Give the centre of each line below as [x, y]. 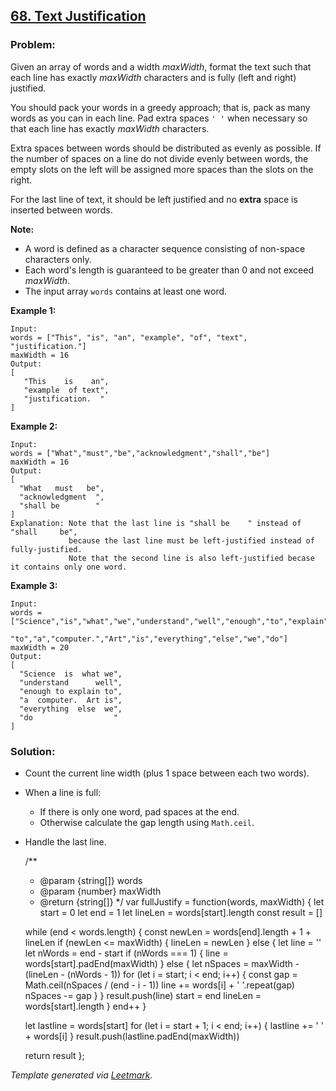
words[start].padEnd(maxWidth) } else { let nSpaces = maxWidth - [162, 963]
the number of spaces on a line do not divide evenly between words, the [159, 158]
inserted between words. [61, 210]
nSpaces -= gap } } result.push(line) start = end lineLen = [143, 995]
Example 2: [34, 426]
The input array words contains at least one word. [126, 291]
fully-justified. [46, 549]
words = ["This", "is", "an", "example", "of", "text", [129, 337]
